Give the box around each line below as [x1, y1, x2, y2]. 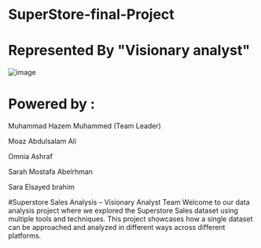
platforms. [8, 231, 42, 241]
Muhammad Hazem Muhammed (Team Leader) [8, 121, 161, 131]
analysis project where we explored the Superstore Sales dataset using [8, 206, 238, 216]
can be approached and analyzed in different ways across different [8, 223, 226, 232]
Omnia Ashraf [8, 152, 53, 161]
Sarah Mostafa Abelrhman [8, 167, 93, 176]
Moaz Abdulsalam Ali [8, 136, 77, 146]
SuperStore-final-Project [8, 6, 175, 24]
